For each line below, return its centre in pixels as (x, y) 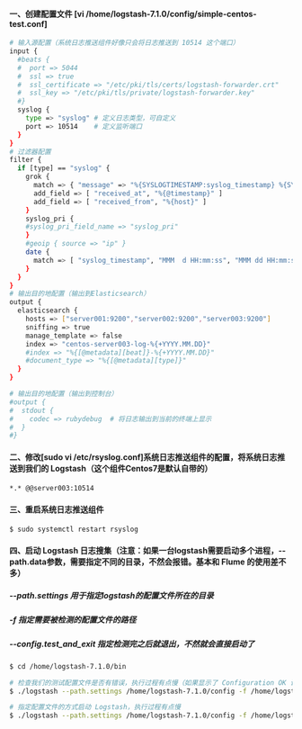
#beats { (34, 59)
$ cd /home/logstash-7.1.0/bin (68, 666)
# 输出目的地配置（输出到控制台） (64, 394)
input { (24, 51)
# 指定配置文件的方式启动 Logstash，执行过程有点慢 (95, 707)
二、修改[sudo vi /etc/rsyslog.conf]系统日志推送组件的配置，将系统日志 (143, 457)
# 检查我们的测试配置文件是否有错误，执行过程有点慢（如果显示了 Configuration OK (148, 683)
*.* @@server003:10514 (52, 488)
